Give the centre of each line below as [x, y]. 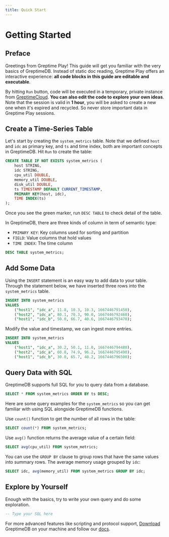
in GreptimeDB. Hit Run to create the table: [49, 152]
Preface [18, 54]
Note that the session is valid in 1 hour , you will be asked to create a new [81, 102]
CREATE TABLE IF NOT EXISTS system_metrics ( [54, 161]
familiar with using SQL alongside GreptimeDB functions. [64, 409]
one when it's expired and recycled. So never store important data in [76, 108]
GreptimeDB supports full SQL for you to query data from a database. [77, 385]
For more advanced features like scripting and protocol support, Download [83, 523]
